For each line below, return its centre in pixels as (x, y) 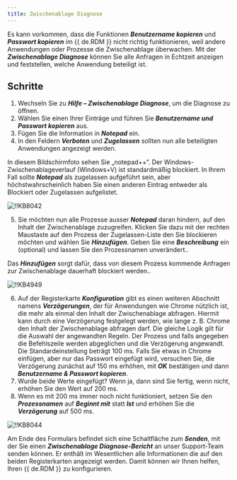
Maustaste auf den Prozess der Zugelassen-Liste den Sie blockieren (117, 235)
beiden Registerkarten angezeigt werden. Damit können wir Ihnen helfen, (114, 462)
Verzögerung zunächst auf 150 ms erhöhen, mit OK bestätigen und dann (123, 366)
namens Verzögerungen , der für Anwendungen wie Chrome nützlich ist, (123, 306)
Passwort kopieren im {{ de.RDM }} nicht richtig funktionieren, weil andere (116, 41)
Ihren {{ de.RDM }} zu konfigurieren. (60, 469)
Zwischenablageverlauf (41, 170)
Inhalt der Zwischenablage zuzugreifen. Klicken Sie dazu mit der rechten (123, 227)
